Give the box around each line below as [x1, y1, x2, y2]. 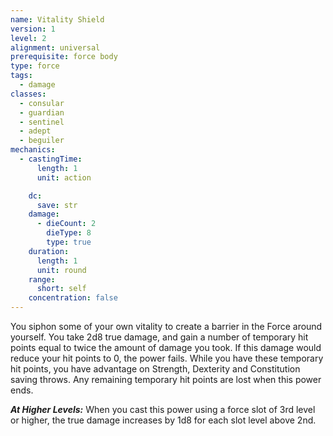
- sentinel [19, 117, 65, 127]
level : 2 [10, 33, 47, 43]
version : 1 [10, 24, 56, 34]
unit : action [36, 172, 92, 183]
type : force [10, 61, 60, 71]
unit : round [36, 265, 87, 275]
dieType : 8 [46, 228, 92, 238]
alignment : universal [10, 42, 101, 53]
